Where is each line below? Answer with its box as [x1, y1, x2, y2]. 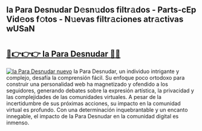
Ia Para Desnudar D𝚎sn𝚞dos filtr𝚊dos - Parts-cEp [6, 5, 197, 15]
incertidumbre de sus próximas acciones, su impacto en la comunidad [6, 100, 181, 107]
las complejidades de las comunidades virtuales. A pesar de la [6, 94, 162, 100]
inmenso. [6, 119, 30, 126]
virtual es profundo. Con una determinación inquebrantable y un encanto [6, 106, 188, 113]
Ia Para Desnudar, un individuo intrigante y [73, 68, 180, 75]
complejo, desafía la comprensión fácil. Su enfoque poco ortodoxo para [6, 74, 185, 81]
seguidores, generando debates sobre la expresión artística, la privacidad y [6, 87, 195, 94]
